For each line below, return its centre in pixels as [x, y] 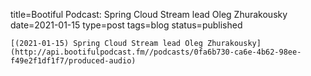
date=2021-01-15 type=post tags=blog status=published [126, 25]
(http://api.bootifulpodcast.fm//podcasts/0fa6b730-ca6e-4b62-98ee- [156, 52]
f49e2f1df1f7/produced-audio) [73, 61]
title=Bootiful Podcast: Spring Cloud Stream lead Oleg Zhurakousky [149, 14]
